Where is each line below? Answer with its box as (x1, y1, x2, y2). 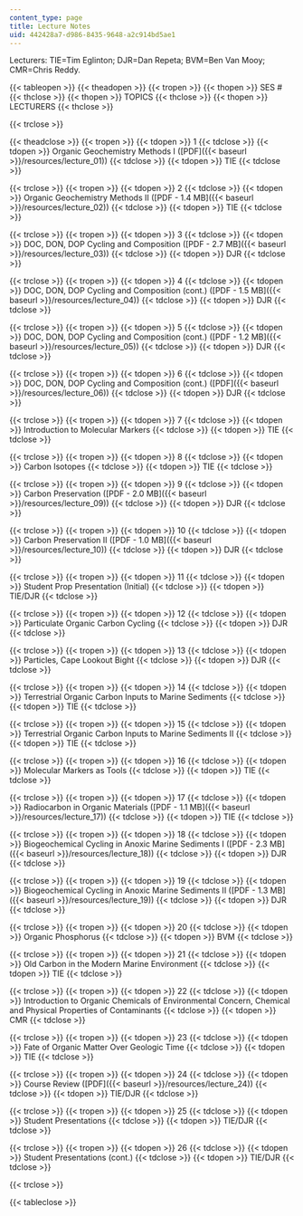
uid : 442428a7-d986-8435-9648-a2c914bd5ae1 (9, 30, 176, 39)
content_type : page (9, 13, 83, 23)
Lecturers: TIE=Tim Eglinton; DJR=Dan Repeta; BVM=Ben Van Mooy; (9, 55, 266, 66)
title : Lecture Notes (9, 22, 91, 31)
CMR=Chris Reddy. (9, 64, 81, 75)
